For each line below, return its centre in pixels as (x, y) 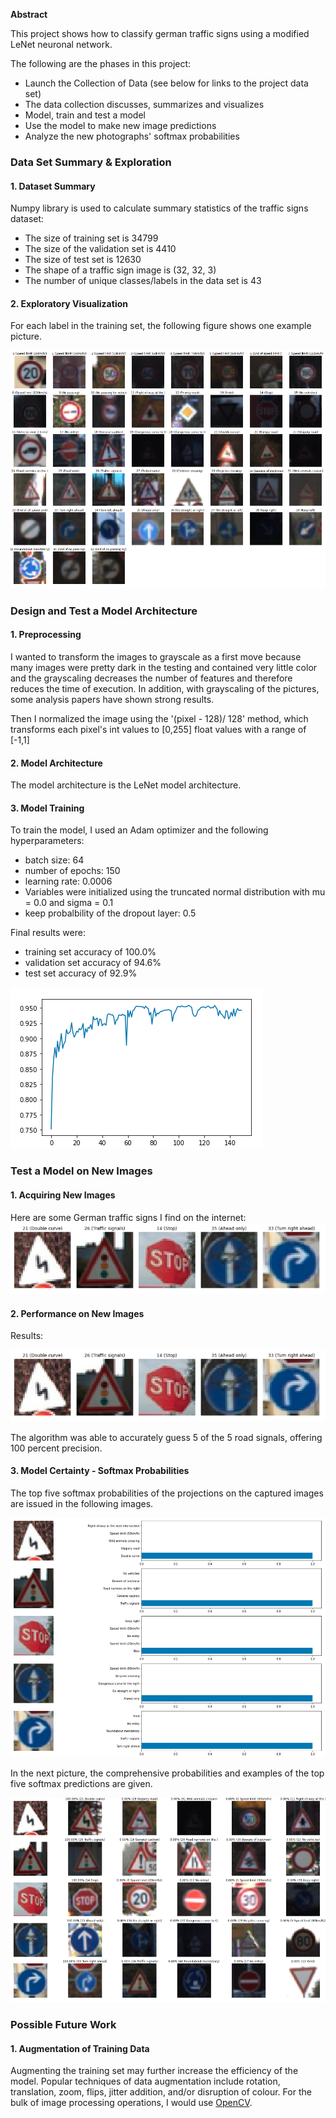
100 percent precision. (56, 1448)
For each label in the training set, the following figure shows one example (161, 326)
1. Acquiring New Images (63, 1195)
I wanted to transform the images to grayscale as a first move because (156, 657)
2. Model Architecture (56, 763)
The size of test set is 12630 (83, 260)
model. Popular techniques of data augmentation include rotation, (145, 2081)
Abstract (29, 14)
